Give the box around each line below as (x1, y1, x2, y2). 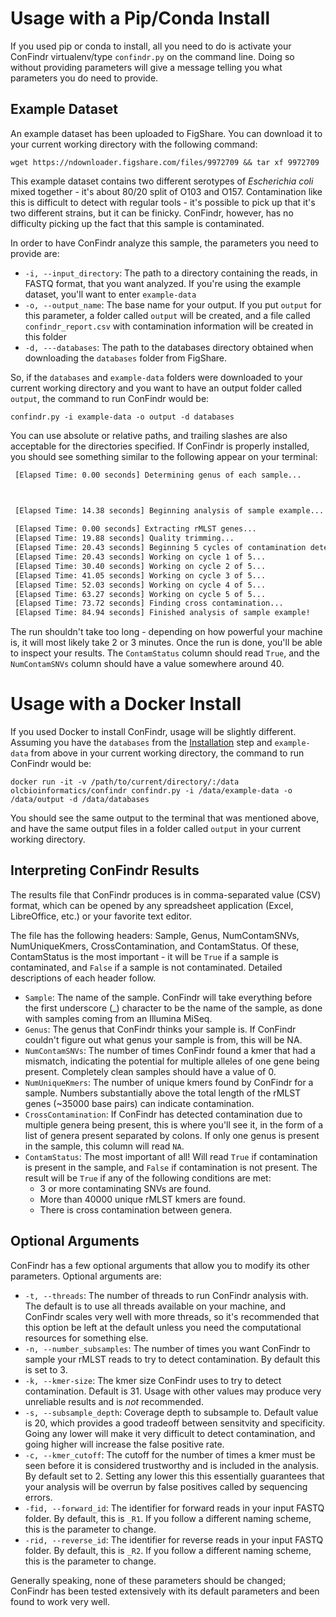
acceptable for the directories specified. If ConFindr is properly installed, (10, 440, 310, 452)
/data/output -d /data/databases (10, 795, 150, 805)
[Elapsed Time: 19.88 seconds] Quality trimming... (14, 533, 235, 544)
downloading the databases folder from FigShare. (24, 352, 228, 364)
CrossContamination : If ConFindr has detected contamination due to (24, 1108, 303, 1120)
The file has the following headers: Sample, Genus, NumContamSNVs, (10, 929, 300, 941)
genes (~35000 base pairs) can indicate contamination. (24, 1097, 255, 1109)
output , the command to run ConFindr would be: (10, 392, 210, 404)
